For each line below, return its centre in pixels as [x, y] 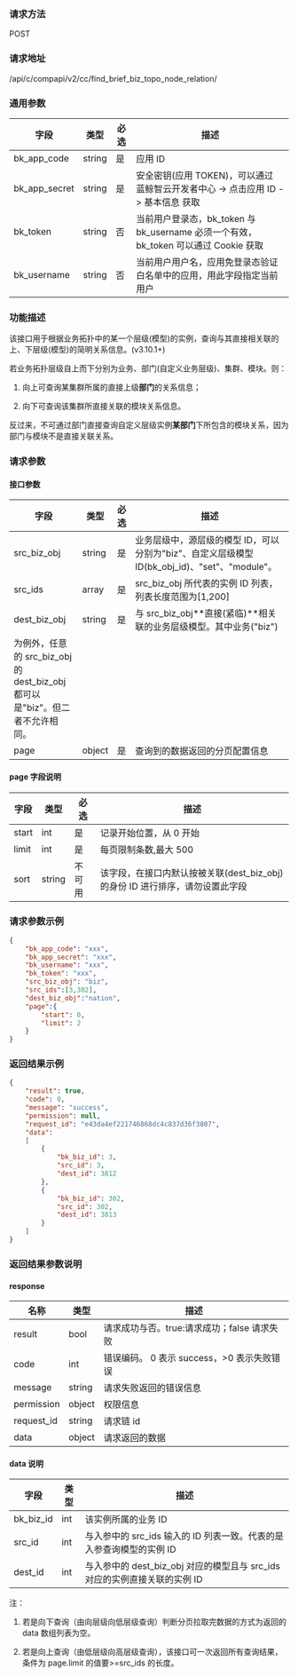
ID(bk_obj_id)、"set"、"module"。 [206, 567]
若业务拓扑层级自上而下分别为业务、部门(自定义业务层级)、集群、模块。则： [148, 368]
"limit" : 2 [61, 1023]
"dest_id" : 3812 [86, 1174]
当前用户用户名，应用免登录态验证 [207, 262]
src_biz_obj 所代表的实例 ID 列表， [206, 583]
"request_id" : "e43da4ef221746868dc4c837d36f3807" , [122, 1124]
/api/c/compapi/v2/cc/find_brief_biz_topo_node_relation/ [113, 78]
